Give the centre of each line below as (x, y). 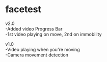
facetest (23, 9)
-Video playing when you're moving (43, 49)
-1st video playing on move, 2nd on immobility (53, 34)
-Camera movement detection (37, 55)
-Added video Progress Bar (34, 28)
